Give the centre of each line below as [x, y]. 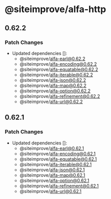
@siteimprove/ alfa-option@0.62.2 [55, 91]
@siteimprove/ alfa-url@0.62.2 [51, 102]
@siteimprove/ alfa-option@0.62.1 [54, 180]
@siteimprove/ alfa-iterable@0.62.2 [56, 75]
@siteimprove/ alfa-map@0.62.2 [53, 85]
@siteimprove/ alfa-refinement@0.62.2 [60, 96]
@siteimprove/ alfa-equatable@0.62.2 [59, 69]
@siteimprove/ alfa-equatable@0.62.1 [58, 159]
